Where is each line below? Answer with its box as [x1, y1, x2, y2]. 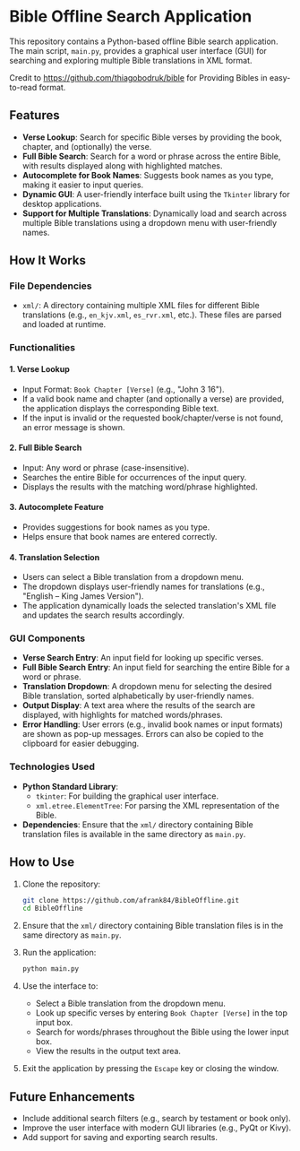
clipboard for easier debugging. [21, 738, 140, 749]
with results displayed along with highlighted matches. [21, 160, 223, 171]
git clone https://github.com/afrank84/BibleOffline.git [21, 896, 240, 904]
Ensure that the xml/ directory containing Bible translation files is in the [21, 921, 284, 931]
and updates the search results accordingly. [21, 610, 185, 620]
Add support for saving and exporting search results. [21, 1132, 218, 1143]
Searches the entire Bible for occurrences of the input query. [21, 472, 247, 482]
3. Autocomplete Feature [9, 502, 105, 513]
